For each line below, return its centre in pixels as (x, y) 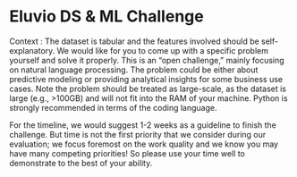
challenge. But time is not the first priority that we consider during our (138, 134)
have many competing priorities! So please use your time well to (127, 153)
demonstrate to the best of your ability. (81, 163)
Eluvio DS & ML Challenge (106, 17)
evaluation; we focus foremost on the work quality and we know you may (144, 144)
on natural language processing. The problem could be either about (134, 70)
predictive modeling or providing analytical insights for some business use (146, 79)
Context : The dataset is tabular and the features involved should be (134, 41)
